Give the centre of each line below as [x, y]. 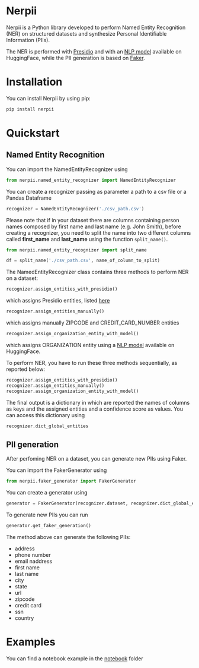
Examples [31, 642]
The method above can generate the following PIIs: [68, 537]
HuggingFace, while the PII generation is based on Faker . [76, 58]
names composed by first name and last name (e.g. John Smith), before [94, 226]
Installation [34, 82]
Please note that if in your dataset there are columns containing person [93, 220]
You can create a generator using [47, 493]
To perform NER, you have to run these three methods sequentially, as [92, 363]
